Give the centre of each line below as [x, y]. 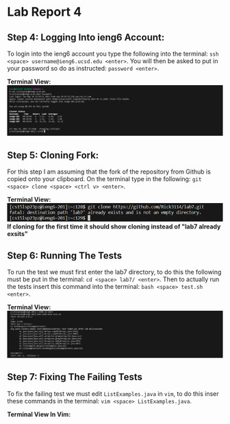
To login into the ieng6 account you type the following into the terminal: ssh [113, 54]
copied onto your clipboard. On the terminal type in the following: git [104, 178]
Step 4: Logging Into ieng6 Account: [86, 37]
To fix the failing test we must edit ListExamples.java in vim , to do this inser [113, 393]
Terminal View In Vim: [39, 414]
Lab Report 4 [44, 12]
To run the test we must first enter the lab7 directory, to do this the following [114, 272]
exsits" [18, 234]
